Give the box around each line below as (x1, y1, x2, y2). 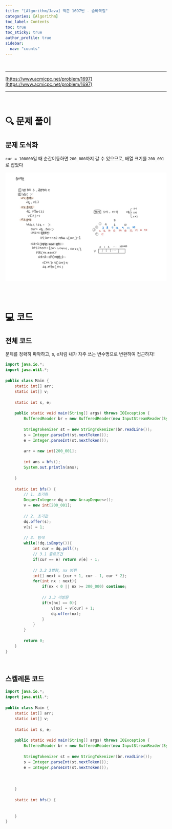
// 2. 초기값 (24, 514, 49, 519)
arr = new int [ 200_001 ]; (24, 448, 77, 454)
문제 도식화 (5, 141, 38, 149)
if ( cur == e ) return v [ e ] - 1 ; (32, 557, 100, 562)
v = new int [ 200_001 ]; (24, 503, 72, 508)
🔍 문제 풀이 (5, 116, 52, 127)
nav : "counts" (10, 46, 40, 51)
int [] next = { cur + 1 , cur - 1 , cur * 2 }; (32, 573, 127, 578)
